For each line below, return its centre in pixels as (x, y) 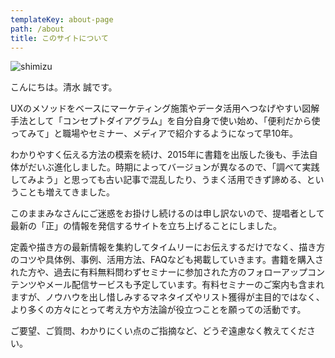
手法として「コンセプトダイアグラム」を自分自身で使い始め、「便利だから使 (165, 121)
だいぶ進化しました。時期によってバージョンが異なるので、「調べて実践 (173, 167)
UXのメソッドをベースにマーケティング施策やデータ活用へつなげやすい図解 (165, 108)
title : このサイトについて (59, 38)
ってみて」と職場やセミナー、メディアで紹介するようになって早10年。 (154, 133)
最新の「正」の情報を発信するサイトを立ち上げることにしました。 (146, 226)
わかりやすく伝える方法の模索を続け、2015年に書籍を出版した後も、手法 (160, 155)
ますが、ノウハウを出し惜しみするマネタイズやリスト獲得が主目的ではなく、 (167, 297)
